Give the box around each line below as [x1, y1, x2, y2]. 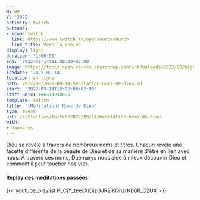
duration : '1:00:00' [6, 53, 58, 59]
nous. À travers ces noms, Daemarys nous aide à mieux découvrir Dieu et [6, 154, 187, 161]
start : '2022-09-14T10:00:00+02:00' [6, 86, 97, 92]
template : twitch [6, 97, 49, 103]
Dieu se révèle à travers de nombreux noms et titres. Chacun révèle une [6, 141, 183, 148]
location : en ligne [6, 75, 55, 81]
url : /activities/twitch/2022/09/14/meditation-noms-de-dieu [6, 114, 161, 120]
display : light [6, 48, 44, 54]
